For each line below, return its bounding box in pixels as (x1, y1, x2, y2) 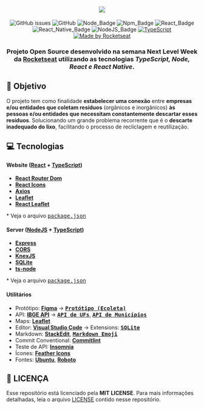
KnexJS (15, 252, 36, 260)
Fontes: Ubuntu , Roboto (15, 356, 76, 363)
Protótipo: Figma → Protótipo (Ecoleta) (15, 304, 126, 311)
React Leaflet (15, 201, 50, 208)
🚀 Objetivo (6, 81, 47, 91)
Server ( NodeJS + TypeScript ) (6, 226, 84, 233)
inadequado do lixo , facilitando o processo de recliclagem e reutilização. (6, 123, 189, 130)
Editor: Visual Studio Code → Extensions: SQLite (15, 324, 140, 331)
